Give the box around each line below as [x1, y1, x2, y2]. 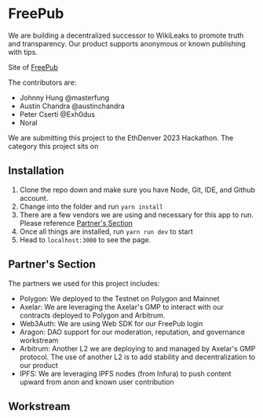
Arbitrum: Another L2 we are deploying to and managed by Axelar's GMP [19, 343, 256, 353]
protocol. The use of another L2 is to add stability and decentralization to [19, 352, 256, 362]
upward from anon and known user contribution [19, 377, 174, 387]
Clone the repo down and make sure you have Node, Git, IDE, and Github [19, 185, 255, 194]
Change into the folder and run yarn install [19, 202, 163, 211]
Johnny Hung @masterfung [19, 93, 110, 102]
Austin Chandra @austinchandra [19, 101, 125, 111]
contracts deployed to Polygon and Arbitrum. [19, 311, 166, 320]
